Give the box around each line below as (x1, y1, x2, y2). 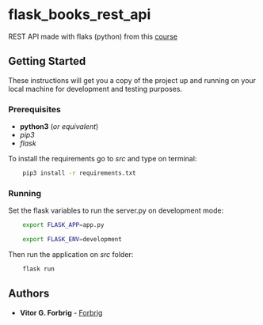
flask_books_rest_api (8, 6, 151, 24)
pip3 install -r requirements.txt (22, 169, 136, 177)
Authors (8, 287, 50, 300)
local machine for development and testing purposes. (8, 84, 183, 93)
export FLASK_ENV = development (22, 236, 123, 244)
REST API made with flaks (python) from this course (8, 32, 178, 41)
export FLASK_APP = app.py (22, 221, 105, 229)
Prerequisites (8, 104, 61, 115)
